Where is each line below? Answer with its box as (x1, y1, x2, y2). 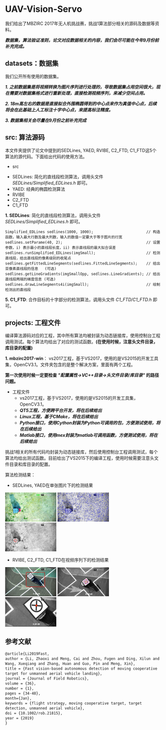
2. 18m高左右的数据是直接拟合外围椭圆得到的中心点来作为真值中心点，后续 (5, 101, 157, 106)
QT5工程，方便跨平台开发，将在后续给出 (19, 408, 102, 414)
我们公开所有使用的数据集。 (5, 73, 62, 79)
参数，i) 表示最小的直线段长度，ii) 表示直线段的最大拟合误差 (5, 245, 116, 250)
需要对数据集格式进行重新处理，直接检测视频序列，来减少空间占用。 (9, 90, 148, 96)
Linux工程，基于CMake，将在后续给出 (19, 414, 99, 419)
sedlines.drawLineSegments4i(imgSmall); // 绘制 (5, 282, 161, 287)
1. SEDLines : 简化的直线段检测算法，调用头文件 (5, 212, 101, 218)
